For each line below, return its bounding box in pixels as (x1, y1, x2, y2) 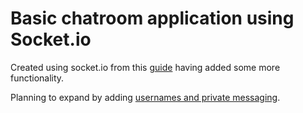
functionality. (10, 72, 65, 84)
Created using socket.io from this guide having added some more (10, 61, 281, 73)
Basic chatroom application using (10, 7, 295, 30)
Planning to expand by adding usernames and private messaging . (10, 91, 281, 103)
